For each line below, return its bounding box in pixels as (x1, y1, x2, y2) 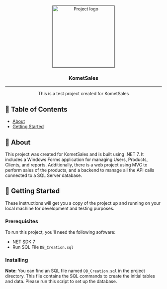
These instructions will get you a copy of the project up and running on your (5, 200, 161, 206)
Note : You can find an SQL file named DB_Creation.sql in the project (5, 268, 145, 274)
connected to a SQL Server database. (5, 172, 83, 178)
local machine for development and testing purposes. (5, 205, 115, 211)
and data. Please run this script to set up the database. (5, 279, 117, 285)
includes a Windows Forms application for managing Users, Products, (5, 156, 148, 162)
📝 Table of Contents (5, 105, 68, 114)
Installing (5, 256, 28, 263)
